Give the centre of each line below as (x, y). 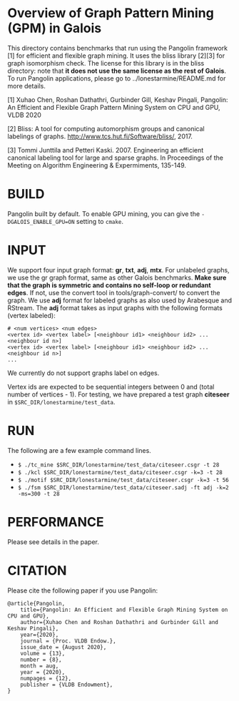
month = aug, (40, 666)
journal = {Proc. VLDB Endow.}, (68, 641)
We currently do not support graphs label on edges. (83, 373)
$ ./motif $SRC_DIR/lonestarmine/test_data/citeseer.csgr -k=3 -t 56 (123, 480)
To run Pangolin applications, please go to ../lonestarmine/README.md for (117, 78)
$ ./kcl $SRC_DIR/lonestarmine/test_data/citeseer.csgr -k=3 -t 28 (120, 472)
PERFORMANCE (56, 522)
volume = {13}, (43, 653)
